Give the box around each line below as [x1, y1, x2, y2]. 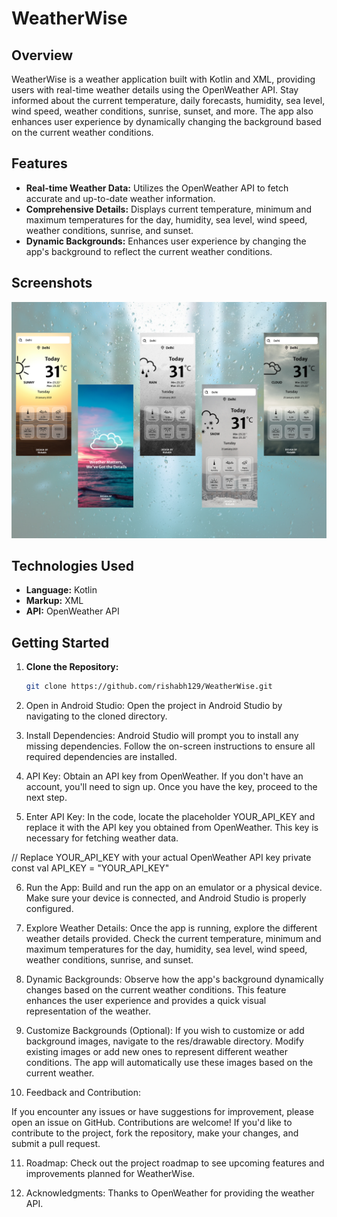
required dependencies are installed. [25, 751, 178, 763]
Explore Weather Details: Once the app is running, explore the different [25, 922, 318, 934]
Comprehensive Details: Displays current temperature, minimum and [25, 203, 313, 215]
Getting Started [11, 634, 110, 651]
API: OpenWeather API [25, 605, 120, 617]
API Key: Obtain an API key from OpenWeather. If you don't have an [25, 770, 304, 782]
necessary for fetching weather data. [25, 832, 179, 844]
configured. [25, 903, 74, 915]
